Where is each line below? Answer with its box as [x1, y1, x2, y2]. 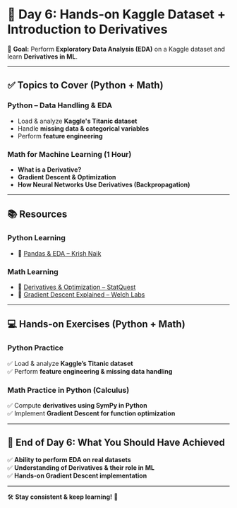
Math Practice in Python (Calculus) [7, 385, 130, 395]
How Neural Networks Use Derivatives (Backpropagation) [17, 180, 190, 189]
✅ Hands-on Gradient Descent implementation [7, 471, 147, 480]
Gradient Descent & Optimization [17, 172, 116, 181]
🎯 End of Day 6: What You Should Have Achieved [7, 437, 226, 449]
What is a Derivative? [17, 165, 82, 174]
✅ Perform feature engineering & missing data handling [7, 367, 173, 375]
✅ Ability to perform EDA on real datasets [7, 455, 132, 463]
